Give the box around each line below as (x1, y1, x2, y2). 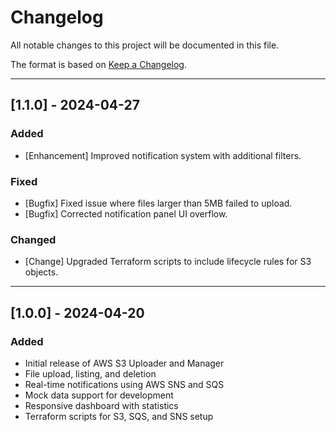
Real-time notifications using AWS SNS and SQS (24, 378, 225, 390)
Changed (10, 232, 57, 246)
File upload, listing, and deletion (24, 367, 157, 380)
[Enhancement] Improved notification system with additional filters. (24, 149, 302, 161)
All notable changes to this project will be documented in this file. (10, 39, 280, 51)
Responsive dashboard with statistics (24, 399, 179, 411)
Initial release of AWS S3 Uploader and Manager (24, 357, 225, 369)
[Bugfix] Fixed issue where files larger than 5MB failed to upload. (24, 197, 293, 209)
